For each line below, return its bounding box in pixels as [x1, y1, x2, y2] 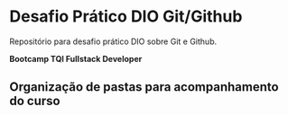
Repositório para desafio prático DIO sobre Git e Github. [9, 36, 218, 47]
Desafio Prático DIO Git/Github [9, 6, 243, 27]
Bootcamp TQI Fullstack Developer [9, 53, 143, 64]
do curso [9, 93, 60, 109]
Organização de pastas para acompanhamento [9, 79, 279, 95]
